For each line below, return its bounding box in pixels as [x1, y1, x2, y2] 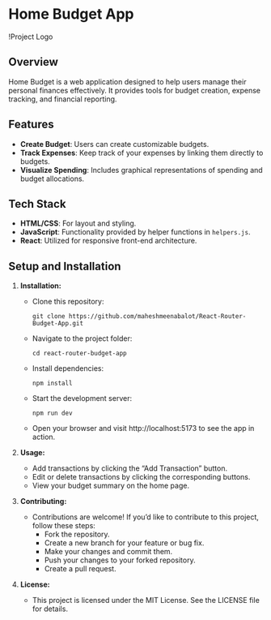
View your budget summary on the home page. [32, 480, 190, 491]
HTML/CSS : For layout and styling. [19, 218, 137, 228]
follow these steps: [32, 521, 95, 531]
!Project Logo [8, 32, 53, 41]
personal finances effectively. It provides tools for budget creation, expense [8, 85, 261, 95]
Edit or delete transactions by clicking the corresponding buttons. [32, 472, 251, 482]
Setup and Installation [8, 259, 121, 273]
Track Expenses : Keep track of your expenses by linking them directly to [19, 148, 264, 157]
